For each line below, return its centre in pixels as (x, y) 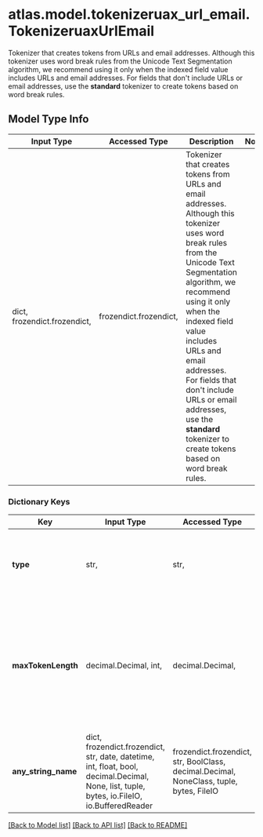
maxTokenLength (45, 666)
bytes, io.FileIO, (114, 796)
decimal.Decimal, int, (124, 666)
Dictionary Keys (39, 501)
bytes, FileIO (196, 792)
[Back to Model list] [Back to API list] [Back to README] (98, 825)
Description (211, 141)
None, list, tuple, (115, 786)
